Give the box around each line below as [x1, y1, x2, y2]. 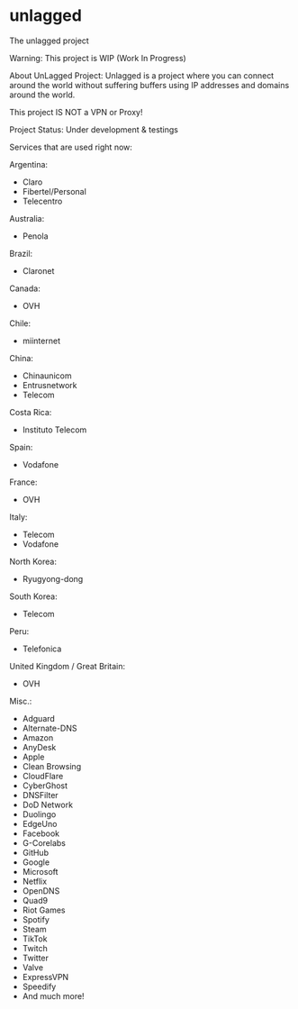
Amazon [22, 732, 54, 743]
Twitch [22, 942, 48, 953]
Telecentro [22, 195, 63, 206]
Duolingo [22, 808, 57, 820]
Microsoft [22, 866, 59, 877]
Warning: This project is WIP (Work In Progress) [9, 52, 186, 63]
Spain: [9, 441, 33, 452]
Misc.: [9, 695, 32, 706]
